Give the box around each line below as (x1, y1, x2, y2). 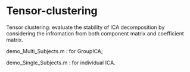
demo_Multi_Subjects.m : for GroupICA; (6, 47, 103, 54)
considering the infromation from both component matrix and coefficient (6, 30, 185, 37)
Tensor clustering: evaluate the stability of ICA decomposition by (6, 24, 165, 31)
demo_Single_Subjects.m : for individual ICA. (6, 59, 116, 66)
